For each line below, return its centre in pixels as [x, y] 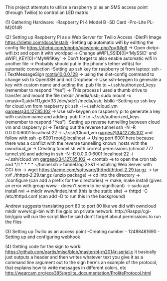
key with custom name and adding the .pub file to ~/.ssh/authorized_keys [81, 85]
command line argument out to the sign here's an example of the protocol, [82, 262]
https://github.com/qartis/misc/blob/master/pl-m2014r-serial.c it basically [81, 252]
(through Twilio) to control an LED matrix [47, 12]
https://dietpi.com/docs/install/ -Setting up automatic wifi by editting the [79, 42]
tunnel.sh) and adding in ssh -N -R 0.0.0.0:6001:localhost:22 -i [69, 154]
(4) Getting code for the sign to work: [43, 246]
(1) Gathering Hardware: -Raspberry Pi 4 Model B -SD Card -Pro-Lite [76, 22]
